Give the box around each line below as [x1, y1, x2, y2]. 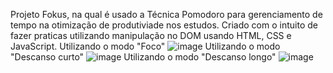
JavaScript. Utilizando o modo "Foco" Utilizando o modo [10, 40, 281, 52]
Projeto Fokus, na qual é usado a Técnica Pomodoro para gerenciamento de [10, 9, 323, 20]
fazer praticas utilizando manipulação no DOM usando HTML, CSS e [10, 30, 292, 41]
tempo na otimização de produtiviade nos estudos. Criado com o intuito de [10, 19, 318, 31]
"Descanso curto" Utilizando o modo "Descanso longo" [10, 51, 277, 63]
